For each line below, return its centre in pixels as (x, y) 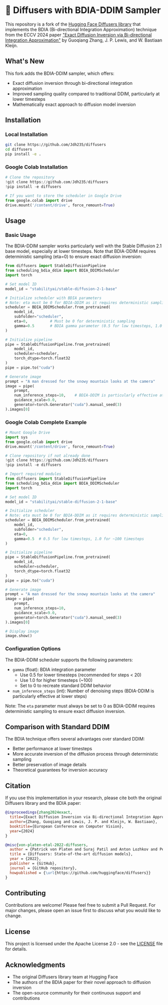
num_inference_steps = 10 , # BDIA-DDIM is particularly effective (86, 395)
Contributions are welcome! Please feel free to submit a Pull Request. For (80, 905)
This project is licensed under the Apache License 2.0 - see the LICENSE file (84, 944)
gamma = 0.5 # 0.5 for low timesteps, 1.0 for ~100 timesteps (79, 539)
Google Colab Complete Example (46, 422)
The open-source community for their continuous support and (76, 992)
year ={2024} (22, 831)
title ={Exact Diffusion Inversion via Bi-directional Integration (80, 817)
